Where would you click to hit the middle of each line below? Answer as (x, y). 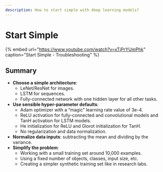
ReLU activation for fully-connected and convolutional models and (89, 116)
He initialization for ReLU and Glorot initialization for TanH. (81, 126)
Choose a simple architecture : (45, 83)
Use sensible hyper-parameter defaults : (55, 104)
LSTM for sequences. (43, 94)
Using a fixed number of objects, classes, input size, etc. (79, 159)
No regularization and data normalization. (63, 132)
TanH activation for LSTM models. (56, 121)
